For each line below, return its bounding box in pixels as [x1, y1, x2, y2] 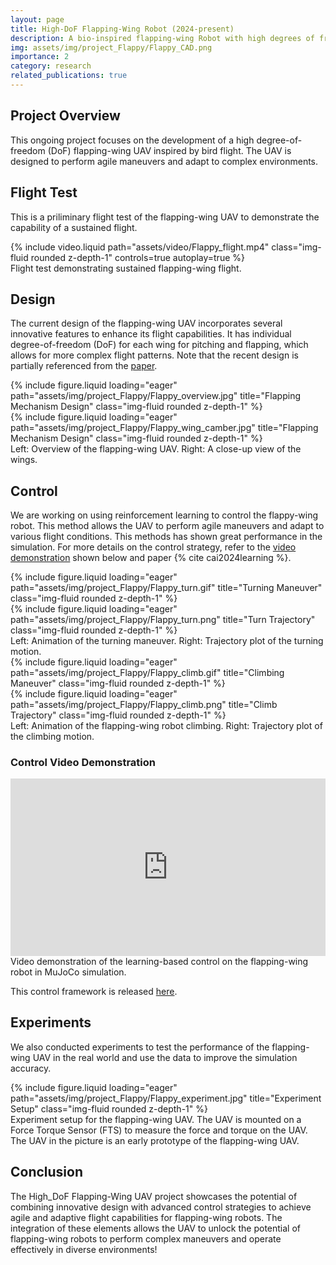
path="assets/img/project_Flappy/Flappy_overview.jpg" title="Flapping [10, 390, 302, 402]
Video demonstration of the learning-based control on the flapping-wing [10, 955, 309, 967]
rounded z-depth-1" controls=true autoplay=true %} [30, 251, 245, 263]
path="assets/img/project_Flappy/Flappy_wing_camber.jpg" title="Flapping [10, 422, 319, 434]
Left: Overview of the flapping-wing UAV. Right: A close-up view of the [10, 443, 302, 455]
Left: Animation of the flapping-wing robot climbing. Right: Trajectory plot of [10, 720, 323, 732]
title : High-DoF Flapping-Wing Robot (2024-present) [10, 24, 235, 34]
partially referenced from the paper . [10, 360, 158, 372]
